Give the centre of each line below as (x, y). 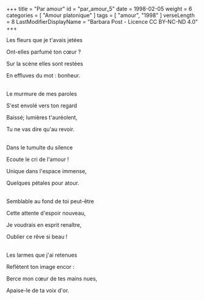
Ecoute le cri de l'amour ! (38, 159)
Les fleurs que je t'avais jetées (44, 40)
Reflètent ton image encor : (40, 267)
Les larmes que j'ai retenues (42, 255)
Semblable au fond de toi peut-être (50, 201)
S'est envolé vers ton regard (42, 105)
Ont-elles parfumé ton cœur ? (44, 52)
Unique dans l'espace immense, (47, 171)
